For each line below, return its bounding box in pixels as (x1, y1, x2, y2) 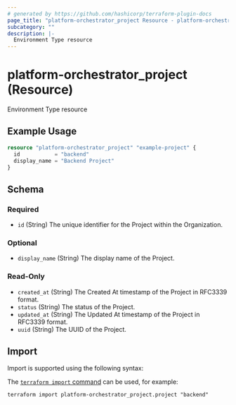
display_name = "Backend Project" (13, 157, 114, 164)
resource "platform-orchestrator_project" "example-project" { (7, 144, 197, 151)
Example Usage (7, 125, 77, 137)
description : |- (7, 30, 55, 37)
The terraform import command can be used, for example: (7, 378, 178, 386)
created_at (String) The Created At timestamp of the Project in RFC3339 (17, 287, 228, 296)
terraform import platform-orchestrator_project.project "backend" (7, 392, 209, 399)
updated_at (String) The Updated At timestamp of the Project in (17, 310, 200, 318)
